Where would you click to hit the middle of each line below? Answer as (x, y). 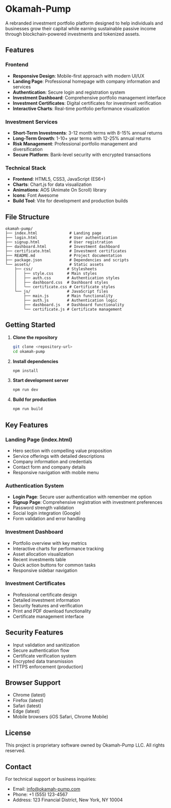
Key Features (27, 425)
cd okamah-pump (29, 351)
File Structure (27, 217)
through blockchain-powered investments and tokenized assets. (73, 34)
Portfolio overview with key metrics (50, 543)
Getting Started (30, 325)
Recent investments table (39, 559)
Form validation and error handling (49, 519)
